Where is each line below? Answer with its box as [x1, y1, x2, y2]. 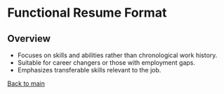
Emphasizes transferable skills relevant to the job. [17, 66, 162, 74]
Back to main [7, 79, 46, 88]
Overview [7, 33, 51, 45]
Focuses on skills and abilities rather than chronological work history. [17, 51, 218, 59]
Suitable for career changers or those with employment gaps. [17, 58, 195, 67]
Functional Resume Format [7, 5, 167, 21]
